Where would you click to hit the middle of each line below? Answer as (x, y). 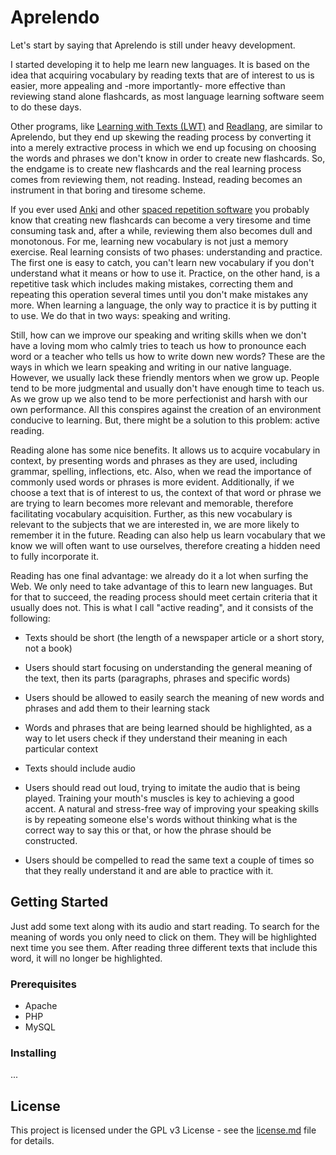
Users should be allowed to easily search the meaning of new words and (174, 697)
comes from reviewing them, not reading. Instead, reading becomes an (156, 179)
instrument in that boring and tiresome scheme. (108, 190)
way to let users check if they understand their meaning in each (156, 738)
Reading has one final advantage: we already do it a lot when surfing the (159, 575)
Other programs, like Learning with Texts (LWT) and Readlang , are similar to (166, 126)
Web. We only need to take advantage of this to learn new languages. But (161, 586)
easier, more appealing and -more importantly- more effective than (148, 85)
